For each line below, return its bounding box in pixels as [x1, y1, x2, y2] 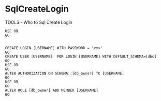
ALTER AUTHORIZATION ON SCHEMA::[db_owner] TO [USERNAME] [5, 71, 124, 76]
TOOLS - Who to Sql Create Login [5, 19, 73, 25]
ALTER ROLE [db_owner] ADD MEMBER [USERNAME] [5, 88, 98, 93]
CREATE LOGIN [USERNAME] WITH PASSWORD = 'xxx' [5, 45, 103, 50]
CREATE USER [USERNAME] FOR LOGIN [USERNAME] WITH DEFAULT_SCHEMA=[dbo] [5, 54, 157, 59]
